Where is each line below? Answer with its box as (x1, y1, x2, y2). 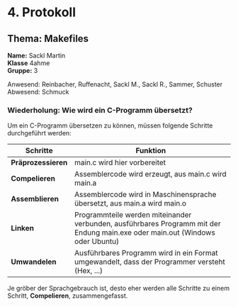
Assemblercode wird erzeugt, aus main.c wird (74, 169, 227, 179)
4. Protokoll (7, 4, 76, 21)
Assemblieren (11, 194, 59, 204)
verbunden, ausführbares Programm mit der (74, 219, 221, 229)
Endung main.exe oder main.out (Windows (74, 228, 216, 238)
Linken (11, 223, 34, 233)
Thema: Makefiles (7, 33, 89, 45)
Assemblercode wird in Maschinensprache (74, 189, 217, 199)
